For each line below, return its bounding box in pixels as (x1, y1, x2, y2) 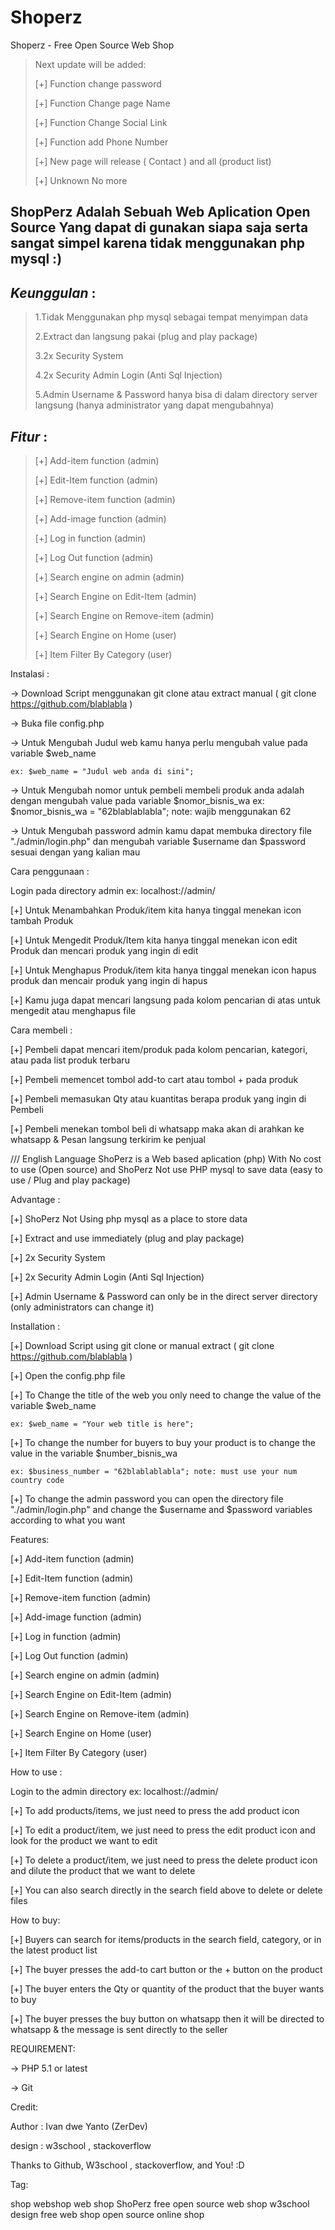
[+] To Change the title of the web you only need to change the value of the (10, 1389, 322, 1401)
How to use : (10, 1766, 63, 1778)
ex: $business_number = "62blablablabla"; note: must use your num (10, 1466, 298, 1476)
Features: (10, 1533, 50, 1545)
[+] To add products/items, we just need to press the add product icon (10, 1804, 300, 1816)
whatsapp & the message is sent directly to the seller (10, 2023, 228, 2035)
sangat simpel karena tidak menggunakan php (10, 235, 305, 252)
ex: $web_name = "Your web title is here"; (10, 1419, 195, 1429)
